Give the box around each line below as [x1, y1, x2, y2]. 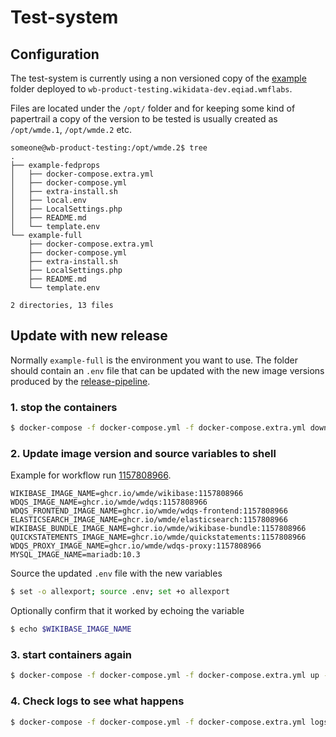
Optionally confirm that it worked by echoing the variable [10, 605, 245, 617]
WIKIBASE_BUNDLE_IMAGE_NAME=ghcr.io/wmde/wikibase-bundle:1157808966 [10, 524, 307, 534]
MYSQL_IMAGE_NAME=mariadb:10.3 [10, 550, 141, 560]
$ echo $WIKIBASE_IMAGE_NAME [10, 624, 132, 635]
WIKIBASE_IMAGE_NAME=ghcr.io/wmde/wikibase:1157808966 [10, 489, 244, 499]
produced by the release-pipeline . [10, 375, 151, 387]
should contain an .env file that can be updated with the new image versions [10, 364, 325, 376]
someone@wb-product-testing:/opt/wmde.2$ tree [10, 143, 208, 153]
